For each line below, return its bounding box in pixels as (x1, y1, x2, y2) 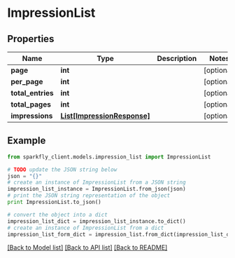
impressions (10, 111, 53, 121)
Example (7, 135, 46, 147)
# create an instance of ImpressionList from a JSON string (7, 179, 187, 186)
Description (157, 54, 197, 63)
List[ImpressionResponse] (60, 111, 150, 121)
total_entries (10, 88, 54, 97)
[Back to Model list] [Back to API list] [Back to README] (7, 243, 168, 252)
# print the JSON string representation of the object (7, 192, 171, 199)
